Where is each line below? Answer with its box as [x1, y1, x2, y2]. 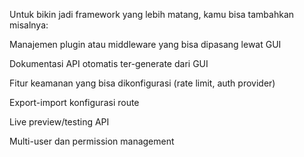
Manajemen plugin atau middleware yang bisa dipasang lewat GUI [9, 39, 282, 50]
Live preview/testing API [9, 116, 110, 128]
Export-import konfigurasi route [9, 97, 140, 108]
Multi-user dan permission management [9, 135, 175, 147]
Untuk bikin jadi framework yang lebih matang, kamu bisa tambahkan [9, 9, 295, 20]
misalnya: [9, 19, 49, 31]
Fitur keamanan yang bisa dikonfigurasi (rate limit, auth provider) [9, 77, 276, 89]
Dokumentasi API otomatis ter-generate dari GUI [9, 58, 209, 69]
